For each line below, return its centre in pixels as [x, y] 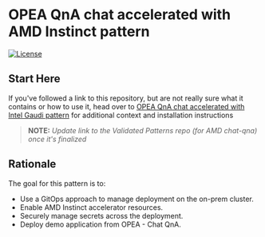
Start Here [35, 79]
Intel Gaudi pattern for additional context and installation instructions [121, 115]
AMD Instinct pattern [79, 32]
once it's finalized [57, 139]
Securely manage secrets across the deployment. [101, 215]
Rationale [32, 164]
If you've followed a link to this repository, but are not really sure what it [126, 98]
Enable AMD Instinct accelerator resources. [91, 207]
